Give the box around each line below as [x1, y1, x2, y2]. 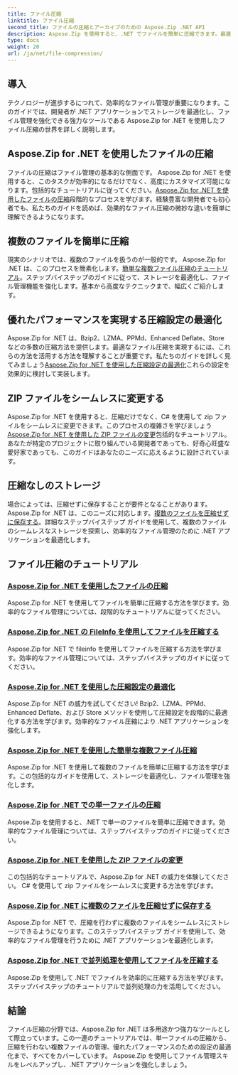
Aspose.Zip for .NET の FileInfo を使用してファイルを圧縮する [7, 627, 220, 637]
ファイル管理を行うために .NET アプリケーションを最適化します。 [26, 936, 218, 945]
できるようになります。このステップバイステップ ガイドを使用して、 [19, 927, 220, 936]
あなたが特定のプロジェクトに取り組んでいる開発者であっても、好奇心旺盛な [7, 438, 231, 448]
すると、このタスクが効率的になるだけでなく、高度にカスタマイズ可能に [13, 177, 225, 185]
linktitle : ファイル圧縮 [7, 17, 75, 24]
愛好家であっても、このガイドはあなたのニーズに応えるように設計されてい [7, 448, 224, 456]
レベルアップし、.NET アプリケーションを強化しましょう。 [19, 1060, 191, 1069]
